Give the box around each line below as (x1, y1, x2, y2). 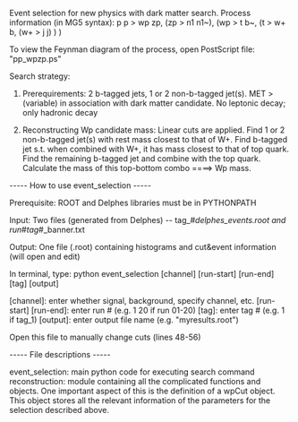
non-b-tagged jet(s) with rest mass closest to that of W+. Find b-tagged (21, 134, 288, 144)
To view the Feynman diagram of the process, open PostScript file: (9, 44, 255, 55)
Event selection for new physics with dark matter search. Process (9, 8, 251, 18)
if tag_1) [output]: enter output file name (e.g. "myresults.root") (9, 314, 239, 325)
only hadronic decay (21, 108, 98, 117)
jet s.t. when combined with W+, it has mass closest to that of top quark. (21, 143, 289, 154)
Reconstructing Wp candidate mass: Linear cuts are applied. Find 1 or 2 (21, 125, 285, 135)
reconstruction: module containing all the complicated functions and (9, 376, 261, 386)
